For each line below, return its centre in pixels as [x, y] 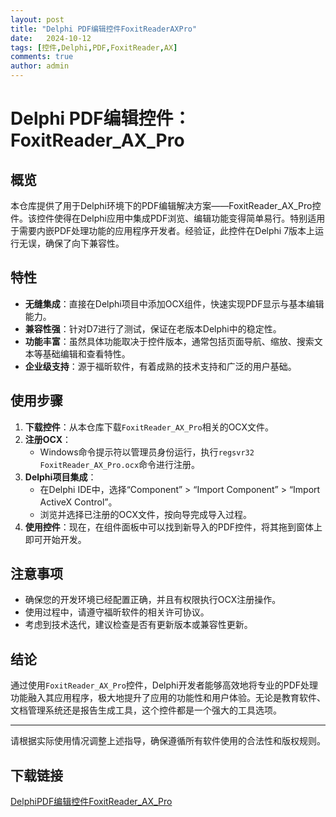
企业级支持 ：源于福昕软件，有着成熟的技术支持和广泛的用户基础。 [160, 366]
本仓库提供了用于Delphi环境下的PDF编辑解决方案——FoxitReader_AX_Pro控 [166, 205]
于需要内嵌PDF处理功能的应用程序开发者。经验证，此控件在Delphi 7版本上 [163, 230]
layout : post [37, 19]
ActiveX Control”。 [78, 502]
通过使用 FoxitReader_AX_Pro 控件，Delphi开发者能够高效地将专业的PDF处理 [164, 685]
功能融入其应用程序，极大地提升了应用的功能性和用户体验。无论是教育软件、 [168, 698]
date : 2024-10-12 [51, 38]
